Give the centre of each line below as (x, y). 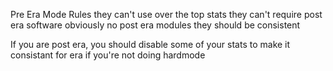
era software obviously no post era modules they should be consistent (155, 25)
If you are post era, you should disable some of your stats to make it (150, 44)
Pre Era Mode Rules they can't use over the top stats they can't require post (166, 14)
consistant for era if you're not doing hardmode (108, 55)
